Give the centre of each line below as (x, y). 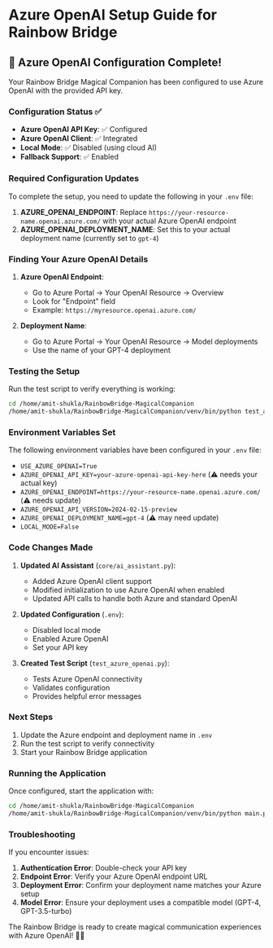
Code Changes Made (51, 547)
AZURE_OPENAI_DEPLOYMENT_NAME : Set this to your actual (125, 229)
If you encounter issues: (49, 852)
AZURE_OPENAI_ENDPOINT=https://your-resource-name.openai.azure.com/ (141, 493)
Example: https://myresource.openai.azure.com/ (114, 309)
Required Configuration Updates (74, 178)
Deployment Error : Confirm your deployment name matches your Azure (141, 885)
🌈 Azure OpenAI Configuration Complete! (115, 62)
